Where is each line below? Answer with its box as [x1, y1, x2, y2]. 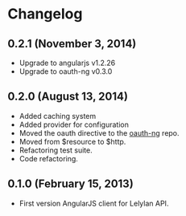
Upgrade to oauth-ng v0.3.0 [19, 67, 113, 76]
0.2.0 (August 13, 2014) [7, 90, 128, 104]
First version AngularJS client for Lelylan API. [19, 198, 169, 208]
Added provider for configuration [19, 120, 130, 129]
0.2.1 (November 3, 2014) [7, 37, 137, 51]
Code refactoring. [19, 153, 78, 163]
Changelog [7, 5, 83, 23]
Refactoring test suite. [19, 145, 93, 155]
